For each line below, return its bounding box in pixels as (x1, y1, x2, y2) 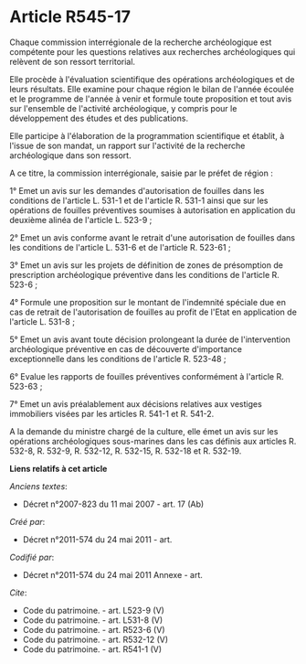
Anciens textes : (9, 480, 69, 491)
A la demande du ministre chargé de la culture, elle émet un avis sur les (9, 425, 279, 436)
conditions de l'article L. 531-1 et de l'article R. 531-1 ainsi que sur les (9, 195, 269, 206)
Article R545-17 (9, 6, 131, 27)
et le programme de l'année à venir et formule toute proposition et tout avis (9, 93, 292, 104)
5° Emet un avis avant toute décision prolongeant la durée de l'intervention (9, 334, 290, 345)
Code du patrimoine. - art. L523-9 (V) (22, 605, 164, 616)
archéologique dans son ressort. (9, 149, 132, 161)
